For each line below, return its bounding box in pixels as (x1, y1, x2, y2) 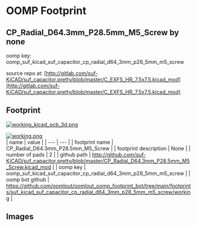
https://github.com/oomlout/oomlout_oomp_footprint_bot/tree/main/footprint (6, 182, 191, 189)
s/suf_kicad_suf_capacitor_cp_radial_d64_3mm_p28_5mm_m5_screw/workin (6, 188, 191, 195)
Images (6, 212, 34, 222)
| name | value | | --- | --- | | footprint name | (6, 138, 114, 145)
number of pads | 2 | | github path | (6, 151, 91, 158)
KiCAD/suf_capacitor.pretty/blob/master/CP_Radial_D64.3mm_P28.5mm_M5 (6, 157, 190, 164)
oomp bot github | (6, 176, 50, 183)
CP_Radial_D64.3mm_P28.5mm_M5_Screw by (6, 28, 179, 38)
